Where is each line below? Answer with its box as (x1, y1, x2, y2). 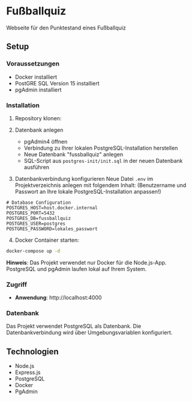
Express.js (14, 369, 41, 376)
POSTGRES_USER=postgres (6, 221, 66, 227)
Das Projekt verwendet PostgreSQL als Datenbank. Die (6, 323, 142, 330)
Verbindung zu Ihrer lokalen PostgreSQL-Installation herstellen (23, 144, 178, 152)
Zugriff (6, 280, 27, 289)
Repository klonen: (14, 114, 62, 121)
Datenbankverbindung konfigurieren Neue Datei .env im (14, 175, 154, 182)
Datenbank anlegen (14, 126, 64, 133)
